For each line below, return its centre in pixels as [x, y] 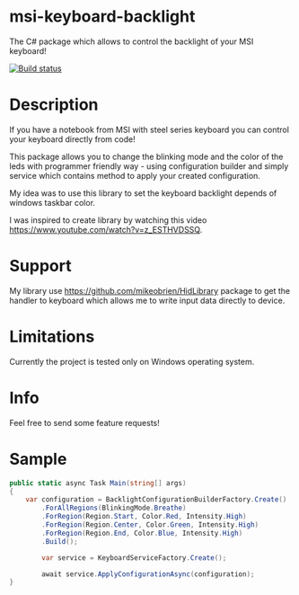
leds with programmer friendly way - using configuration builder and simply [149, 166]
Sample [38, 459]
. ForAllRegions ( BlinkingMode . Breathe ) [114, 508]
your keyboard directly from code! [73, 139]
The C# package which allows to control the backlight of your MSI [132, 41]
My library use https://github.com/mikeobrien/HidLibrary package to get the [149, 290]
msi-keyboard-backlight [102, 17]
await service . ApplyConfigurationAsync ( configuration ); [148, 574]
